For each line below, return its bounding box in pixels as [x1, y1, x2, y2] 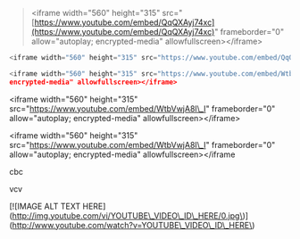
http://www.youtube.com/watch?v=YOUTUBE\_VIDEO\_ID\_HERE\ [12, 219, 253, 230]
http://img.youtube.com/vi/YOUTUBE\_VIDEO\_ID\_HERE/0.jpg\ [12, 210, 243, 221]
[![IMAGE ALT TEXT [9, 201, 81, 211]
